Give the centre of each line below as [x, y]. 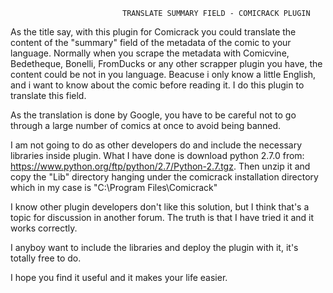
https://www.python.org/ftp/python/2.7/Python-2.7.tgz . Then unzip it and [160, 166]
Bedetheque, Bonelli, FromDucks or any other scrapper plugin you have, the [166, 63]
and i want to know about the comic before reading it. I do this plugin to [157, 85]
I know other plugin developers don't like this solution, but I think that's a [160, 207]
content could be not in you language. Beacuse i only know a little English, [163, 74]
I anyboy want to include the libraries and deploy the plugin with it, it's [154, 247]
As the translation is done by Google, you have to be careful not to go [153, 115]
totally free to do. [46, 258]
